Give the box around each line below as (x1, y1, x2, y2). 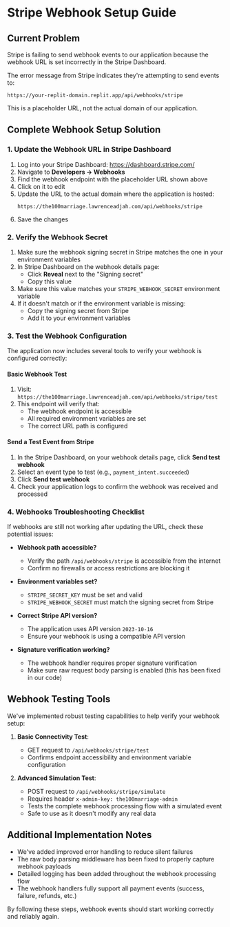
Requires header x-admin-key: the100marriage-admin (27, 795, 178, 803)
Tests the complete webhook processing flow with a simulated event (27, 801, 222, 810)
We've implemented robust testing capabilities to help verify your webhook (7, 712, 220, 720)
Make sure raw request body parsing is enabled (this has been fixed (27, 666, 221, 674)
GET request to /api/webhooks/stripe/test (27, 746, 149, 754)
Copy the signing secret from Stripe (27, 306, 129, 315)
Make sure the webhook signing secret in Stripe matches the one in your (17, 248, 224, 256)
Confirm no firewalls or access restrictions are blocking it (27, 564, 190, 572)
